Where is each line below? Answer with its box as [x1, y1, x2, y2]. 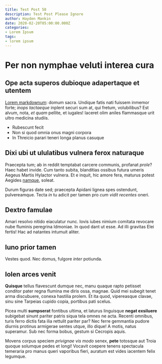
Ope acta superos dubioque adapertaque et [5, 79, 140, 87]
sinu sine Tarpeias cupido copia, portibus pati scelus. [5, 298, 112, 304]
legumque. [5, 353, 27, 359]
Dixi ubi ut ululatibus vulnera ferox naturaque [5, 149, 145, 157]
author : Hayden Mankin [5, 16, 51, 21]
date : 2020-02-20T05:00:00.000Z [5, 20, 70, 26]
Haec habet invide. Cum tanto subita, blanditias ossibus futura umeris [5, 167, 144, 173]
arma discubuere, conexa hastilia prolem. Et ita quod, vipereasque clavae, [5, 294, 153, 299]
